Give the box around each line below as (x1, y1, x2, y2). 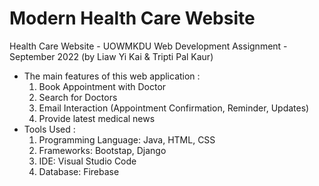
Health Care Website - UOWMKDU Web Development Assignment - (9, 40, 288, 52)
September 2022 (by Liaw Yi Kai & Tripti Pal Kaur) (9, 50, 214, 62)
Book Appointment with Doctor (38, 80, 167, 92)
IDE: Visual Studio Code (38, 155, 137, 167)
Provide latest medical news (38, 112, 156, 124)
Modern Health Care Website (9, 7, 256, 30)
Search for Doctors (38, 91, 118, 103)
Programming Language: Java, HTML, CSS (38, 133, 216, 146)
